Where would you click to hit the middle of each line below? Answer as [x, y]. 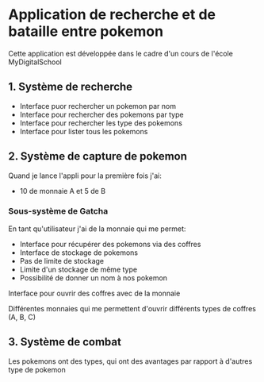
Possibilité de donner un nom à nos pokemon [94, 278]
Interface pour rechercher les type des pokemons [101, 123]
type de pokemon [37, 369]
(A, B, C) [22, 317]
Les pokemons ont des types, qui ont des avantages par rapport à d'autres [130, 361]
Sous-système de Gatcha [58, 211]
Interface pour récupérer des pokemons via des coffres [110, 244]
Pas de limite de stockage [62, 260]
